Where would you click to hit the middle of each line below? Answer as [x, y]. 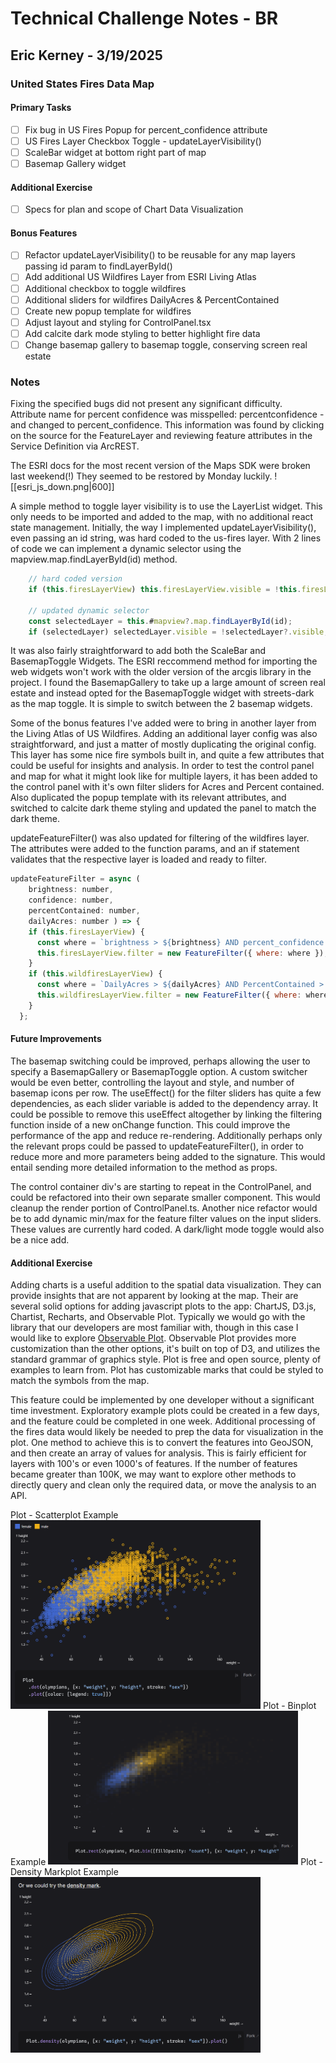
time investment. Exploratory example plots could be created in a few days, [165, 1411]
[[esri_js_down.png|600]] [62, 487]
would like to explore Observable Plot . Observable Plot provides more [153, 1338]
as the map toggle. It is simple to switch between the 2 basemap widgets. [161, 704]
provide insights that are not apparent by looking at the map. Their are [154, 1296]
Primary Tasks [41, 108]
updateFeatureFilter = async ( [75, 879]
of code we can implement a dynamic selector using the [126, 549]
